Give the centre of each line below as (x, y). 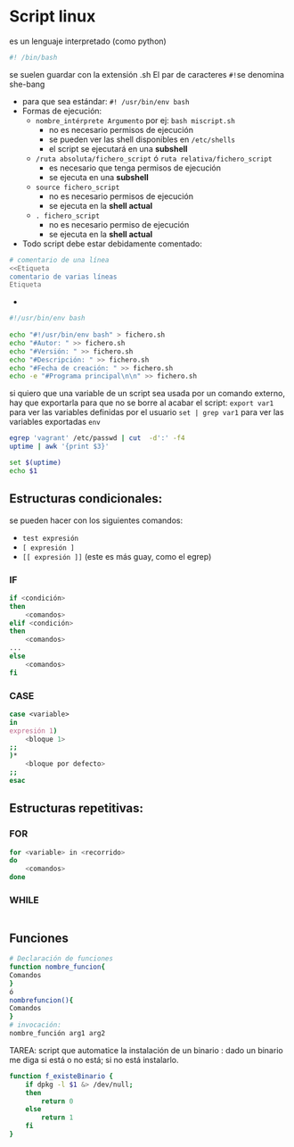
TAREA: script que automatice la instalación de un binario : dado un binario (146, 1050)
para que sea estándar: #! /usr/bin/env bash (106, 101)
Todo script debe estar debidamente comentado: (112, 244)
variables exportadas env (55, 422)
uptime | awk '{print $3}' (59, 447)
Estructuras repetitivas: (77, 808)
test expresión (50, 538)
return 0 (57, 1101)
